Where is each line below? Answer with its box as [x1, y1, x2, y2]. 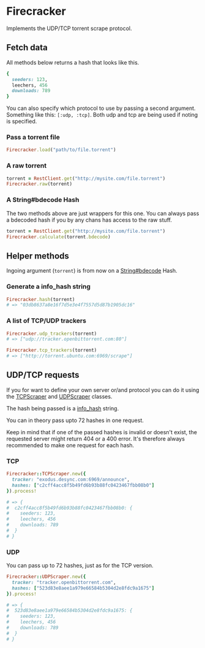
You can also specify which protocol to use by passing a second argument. [6, 104, 196, 112]
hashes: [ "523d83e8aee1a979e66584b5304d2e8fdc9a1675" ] [12, 585, 155, 591]
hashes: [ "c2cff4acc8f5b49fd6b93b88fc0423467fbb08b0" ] [12, 482, 155, 488]
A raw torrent [6, 162, 47, 170]
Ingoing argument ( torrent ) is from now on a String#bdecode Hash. [6, 267, 177, 275]
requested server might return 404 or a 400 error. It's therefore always [6, 435, 185, 442]
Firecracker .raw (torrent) [6, 181, 72, 187]
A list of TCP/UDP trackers [6, 316, 87, 325]
